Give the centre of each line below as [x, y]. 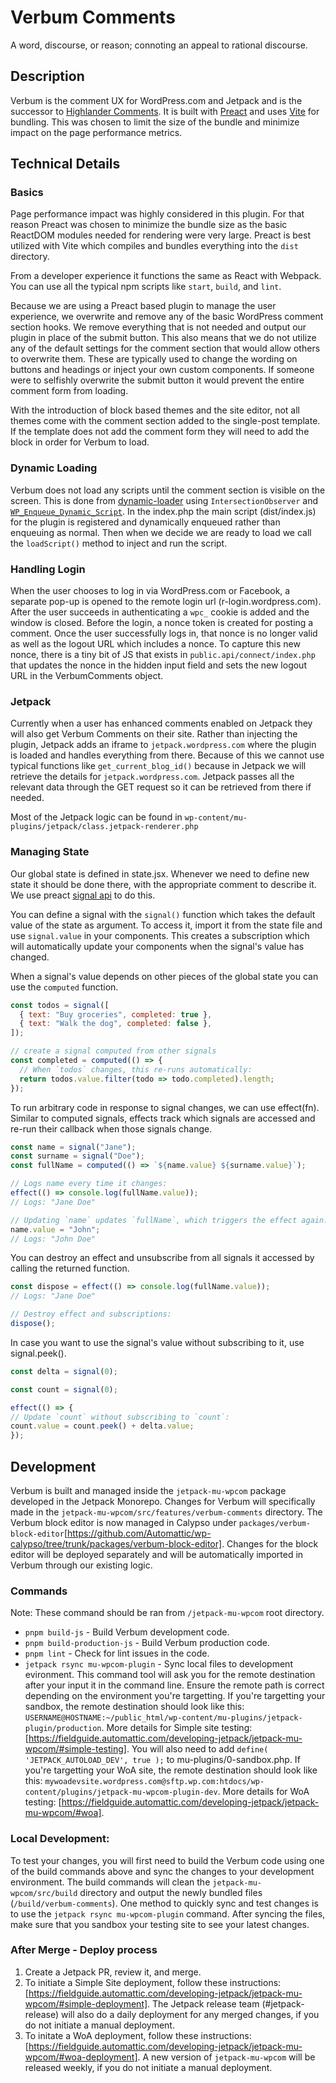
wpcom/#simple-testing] [75, 1749]
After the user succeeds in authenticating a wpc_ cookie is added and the [160, 612]
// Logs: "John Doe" [53, 1239]
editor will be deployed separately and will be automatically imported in [157, 1554]
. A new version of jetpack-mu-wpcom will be [226, 2057]
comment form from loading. [69, 391]
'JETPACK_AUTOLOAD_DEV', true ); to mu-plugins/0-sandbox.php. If [162, 1760]
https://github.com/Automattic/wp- [139, 1533]
